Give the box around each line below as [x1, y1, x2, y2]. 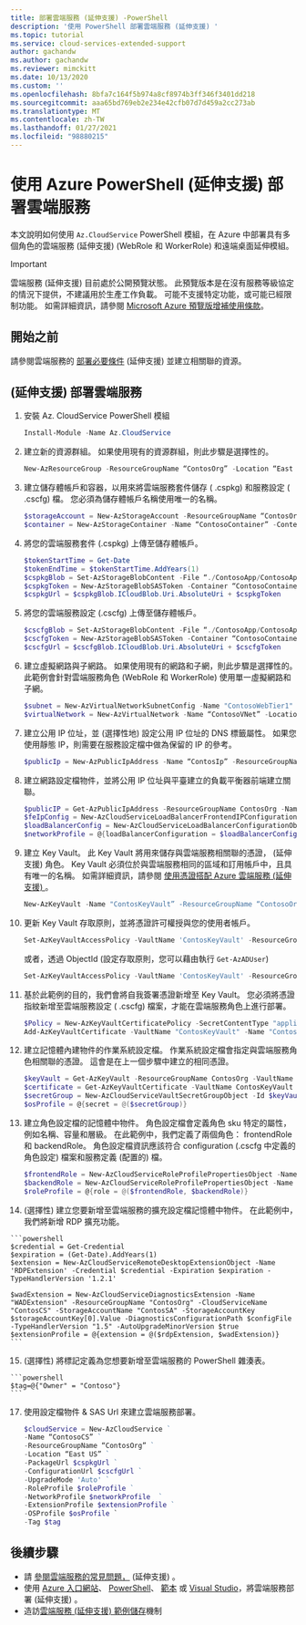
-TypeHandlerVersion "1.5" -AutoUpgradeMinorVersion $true [10, 1321, 240, 1331]
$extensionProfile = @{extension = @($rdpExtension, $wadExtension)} [10, 1330, 280, 1339]
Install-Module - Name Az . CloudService [23, 429, 171, 438]
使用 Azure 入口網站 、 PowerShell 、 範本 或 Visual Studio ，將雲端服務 [23, 1582, 287, 1593]
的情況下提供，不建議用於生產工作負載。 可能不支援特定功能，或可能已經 [10, 288, 284, 299]
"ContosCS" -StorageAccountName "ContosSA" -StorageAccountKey [10, 1306, 256, 1315]
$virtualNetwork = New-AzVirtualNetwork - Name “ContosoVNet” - [23, 709, 270, 719]
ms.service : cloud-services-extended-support [10, 38, 186, 48]
